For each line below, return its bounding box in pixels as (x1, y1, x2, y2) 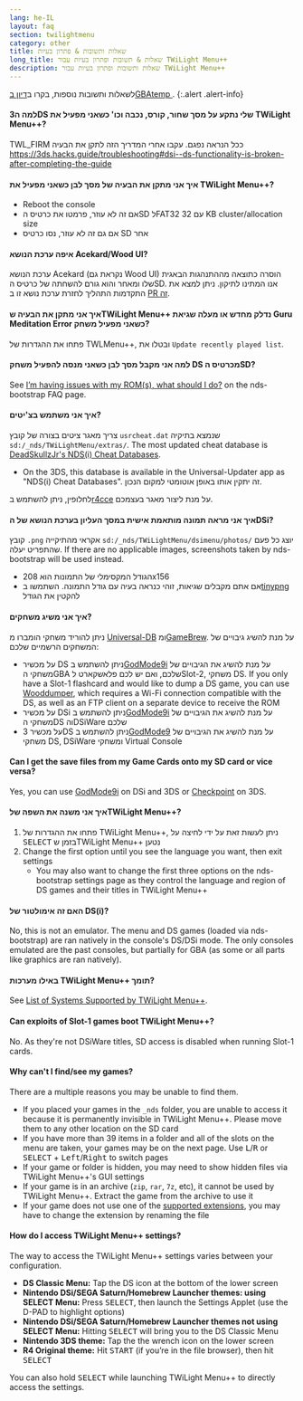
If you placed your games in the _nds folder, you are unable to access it (22, 1103, 288, 1114)
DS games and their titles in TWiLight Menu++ (35, 884, 208, 895)
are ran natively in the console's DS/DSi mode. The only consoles (50, 935, 294, 946)
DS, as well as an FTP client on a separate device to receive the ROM (22, 697, 280, 708)
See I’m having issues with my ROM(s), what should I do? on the (9, 379, 249, 390)
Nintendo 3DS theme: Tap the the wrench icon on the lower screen (22, 1335, 274, 1346)
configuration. (9, 1260, 62, 1271)
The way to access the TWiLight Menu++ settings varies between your (9, 1250, 274, 1261)
